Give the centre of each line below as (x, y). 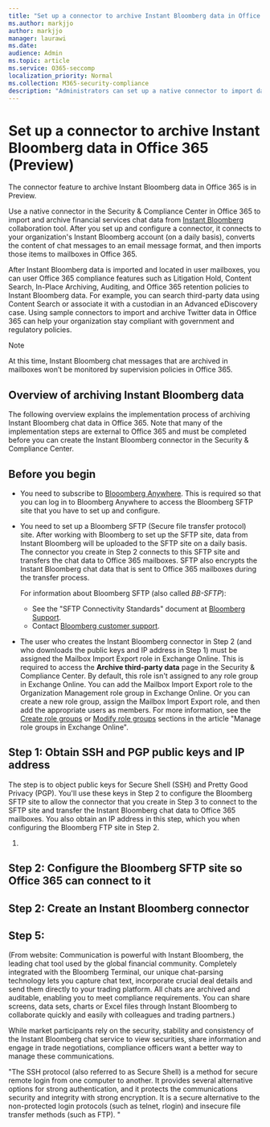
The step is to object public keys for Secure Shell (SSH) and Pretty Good (128, 784)
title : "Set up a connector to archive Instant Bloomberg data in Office (135, 16)
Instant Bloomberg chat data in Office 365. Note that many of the (116, 423)
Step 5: (27, 936)
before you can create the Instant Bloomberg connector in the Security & (129, 440)
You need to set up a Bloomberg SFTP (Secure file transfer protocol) (133, 526)
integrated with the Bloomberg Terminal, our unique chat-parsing (116, 972)
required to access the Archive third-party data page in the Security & (137, 667)
